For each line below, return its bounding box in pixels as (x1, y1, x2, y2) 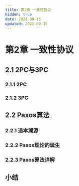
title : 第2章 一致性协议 (5, 7, 51, 12)
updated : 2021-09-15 (5, 21, 48, 26)
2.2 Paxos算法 (5, 111, 50, 120)
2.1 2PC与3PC (5, 65, 49, 74)
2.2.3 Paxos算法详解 (5, 156, 55, 163)
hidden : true (5, 12, 32, 17)
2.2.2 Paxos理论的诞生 (5, 142, 60, 149)
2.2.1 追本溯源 (5, 127, 39, 134)
